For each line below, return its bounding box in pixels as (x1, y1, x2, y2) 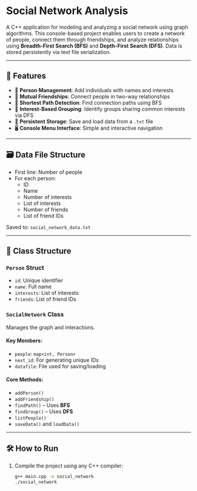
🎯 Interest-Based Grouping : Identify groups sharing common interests (14, 105, 186, 112)
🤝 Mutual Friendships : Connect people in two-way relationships (14, 93, 170, 100)
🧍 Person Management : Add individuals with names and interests (14, 86, 174, 93)
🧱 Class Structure (6, 246, 72, 256)
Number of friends (23, 206, 69, 213)
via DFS (14, 112, 34, 119)
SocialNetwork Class (6, 310, 64, 318)
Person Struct (6, 263, 45, 271)
